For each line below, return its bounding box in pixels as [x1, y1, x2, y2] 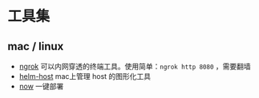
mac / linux [7, 39, 64, 53]
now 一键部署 [18, 81, 64, 91]
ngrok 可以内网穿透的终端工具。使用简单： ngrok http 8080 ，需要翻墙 [18, 61, 252, 71]
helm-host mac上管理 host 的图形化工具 [18, 72, 152, 80]
